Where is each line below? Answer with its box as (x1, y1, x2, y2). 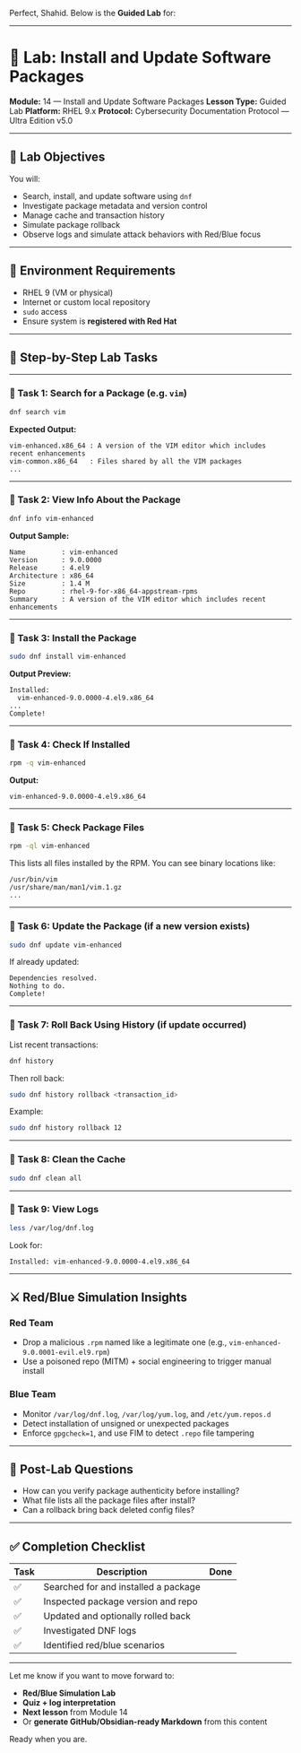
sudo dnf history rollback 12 (9, 1124, 123, 1133)
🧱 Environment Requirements (9, 264, 176, 279)
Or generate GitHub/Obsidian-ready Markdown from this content (21, 1716, 268, 1727)
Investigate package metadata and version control (21, 200, 208, 211)
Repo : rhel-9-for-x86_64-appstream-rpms (9, 586, 199, 595)
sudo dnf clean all (9, 1174, 82, 1183)
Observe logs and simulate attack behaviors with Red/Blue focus (21, 229, 262, 239)
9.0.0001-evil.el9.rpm (21, 1349, 107, 1358)
